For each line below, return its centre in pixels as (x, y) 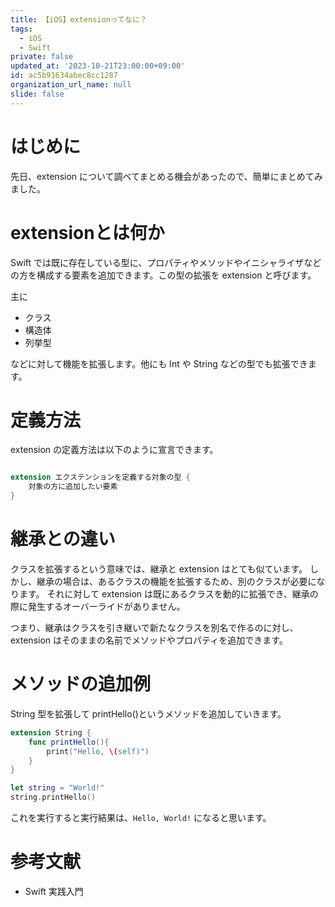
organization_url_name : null (71, 85)
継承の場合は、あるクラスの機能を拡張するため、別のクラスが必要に (176, 581)
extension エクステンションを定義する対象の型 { (100, 477)
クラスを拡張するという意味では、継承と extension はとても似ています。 (159, 569)
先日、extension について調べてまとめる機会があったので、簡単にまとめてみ (166, 176)
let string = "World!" (57, 788)
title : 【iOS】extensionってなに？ (79, 19)
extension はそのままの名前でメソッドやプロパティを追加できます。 (149, 640)
